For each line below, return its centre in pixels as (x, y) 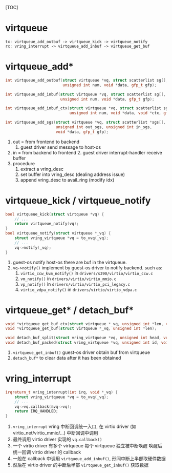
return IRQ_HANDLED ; (36, 411)
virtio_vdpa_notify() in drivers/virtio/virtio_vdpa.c (79, 289)
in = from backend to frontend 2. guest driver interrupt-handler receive (87, 152)
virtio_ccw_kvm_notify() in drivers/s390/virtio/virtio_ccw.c (87, 273)
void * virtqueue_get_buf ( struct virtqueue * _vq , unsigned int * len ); (81, 329)
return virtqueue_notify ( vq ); (47, 224)
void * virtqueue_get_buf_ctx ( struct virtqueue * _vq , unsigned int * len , (84, 324)
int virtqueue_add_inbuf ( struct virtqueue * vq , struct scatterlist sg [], (86, 94)
